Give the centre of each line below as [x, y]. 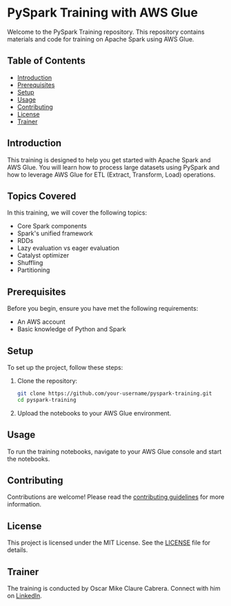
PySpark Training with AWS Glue [103, 13]
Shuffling [30, 263]
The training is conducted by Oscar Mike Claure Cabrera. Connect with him [114, 588]
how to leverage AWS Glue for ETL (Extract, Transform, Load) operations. [111, 175]
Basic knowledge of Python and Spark [71, 329]
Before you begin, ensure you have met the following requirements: [103, 309]
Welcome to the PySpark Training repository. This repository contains [106, 32]
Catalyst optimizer [43, 255]
